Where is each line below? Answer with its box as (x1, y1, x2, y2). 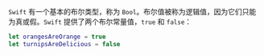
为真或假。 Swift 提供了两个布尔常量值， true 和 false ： (8, 17, 192, 26)
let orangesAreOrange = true (8, 33, 106, 41)
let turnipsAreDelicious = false (8, 40, 121, 48)
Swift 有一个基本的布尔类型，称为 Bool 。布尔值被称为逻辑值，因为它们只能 (8, 7, 257, 16)
